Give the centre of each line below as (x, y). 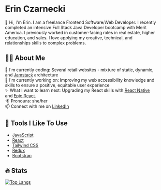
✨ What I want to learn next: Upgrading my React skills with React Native (77, 90)
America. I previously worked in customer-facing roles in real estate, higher (80, 32)
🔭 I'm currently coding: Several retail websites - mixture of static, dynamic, (79, 70)
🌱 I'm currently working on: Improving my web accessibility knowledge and (80, 80)
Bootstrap (22, 155)
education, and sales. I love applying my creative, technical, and (69, 38)
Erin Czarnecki (35, 9)
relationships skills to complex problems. (45, 43)
